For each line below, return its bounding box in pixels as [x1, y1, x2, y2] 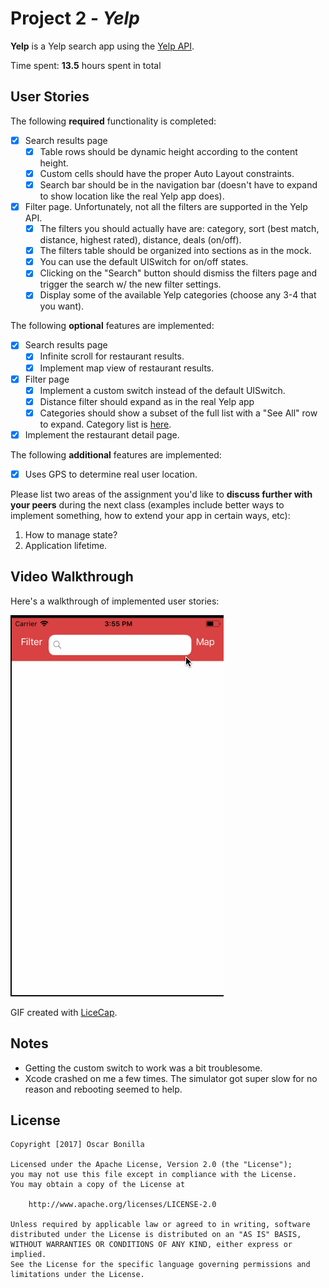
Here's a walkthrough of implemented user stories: [10, 595, 220, 607]
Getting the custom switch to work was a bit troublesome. [24, 1062, 263, 1074]
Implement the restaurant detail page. [24, 428, 180, 441]
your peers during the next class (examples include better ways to [10, 498, 285, 511]
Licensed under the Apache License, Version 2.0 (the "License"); [10, 1160, 293, 1170]
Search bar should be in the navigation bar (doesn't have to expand [39, 178, 318, 191]
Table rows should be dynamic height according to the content [39, 145, 298, 157]
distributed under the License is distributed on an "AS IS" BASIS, [10, 1230, 302, 1240]
